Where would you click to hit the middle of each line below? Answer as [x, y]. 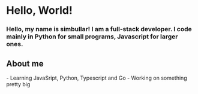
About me [25, 63]
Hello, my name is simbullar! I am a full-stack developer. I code [99, 29]
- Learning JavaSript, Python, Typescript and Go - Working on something [97, 78]
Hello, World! [40, 10]
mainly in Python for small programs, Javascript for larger [92, 37]
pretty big [18, 84]
